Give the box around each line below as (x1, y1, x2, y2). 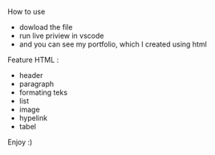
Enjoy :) (7, 137, 33, 147)
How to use (7, 7, 46, 16)
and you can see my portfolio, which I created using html (18, 39, 208, 49)
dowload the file (18, 22, 73, 31)
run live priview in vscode (18, 31, 104, 40)
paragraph (18, 80, 55, 88)
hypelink (18, 113, 48, 123)
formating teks (18, 88, 68, 97)
